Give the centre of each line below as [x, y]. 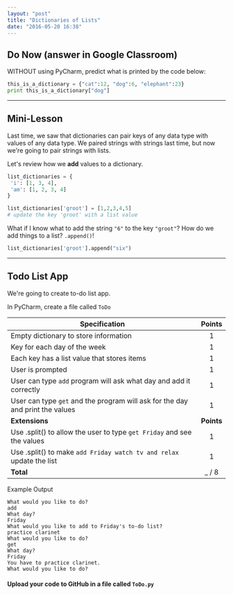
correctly [25, 389]
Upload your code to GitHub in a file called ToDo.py [81, 584]
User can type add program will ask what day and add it [101, 381]
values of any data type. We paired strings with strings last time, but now [111, 142]
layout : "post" [29, 14]
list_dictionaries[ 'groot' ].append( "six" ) [69, 248]
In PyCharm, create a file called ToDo [59, 307]
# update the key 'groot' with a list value [72, 215]
